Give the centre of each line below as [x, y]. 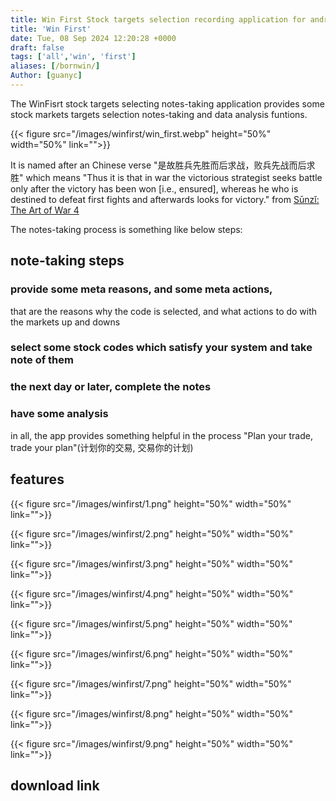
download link [55, 785]
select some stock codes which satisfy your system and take [161, 348]
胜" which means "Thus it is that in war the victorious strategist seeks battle [166, 177]
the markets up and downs [65, 322]
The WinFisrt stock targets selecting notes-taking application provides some [167, 103]
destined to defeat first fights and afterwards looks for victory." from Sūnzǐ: [165, 199]
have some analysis [59, 414]
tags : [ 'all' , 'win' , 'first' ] [73, 57]
